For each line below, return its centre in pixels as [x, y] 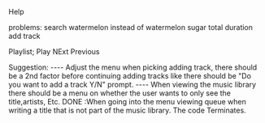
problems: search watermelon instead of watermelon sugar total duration [131, 27]
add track [24, 36]
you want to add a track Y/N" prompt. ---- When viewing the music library [132, 85]
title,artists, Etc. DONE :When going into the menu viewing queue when [127, 102]
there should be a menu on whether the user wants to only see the [120, 93]
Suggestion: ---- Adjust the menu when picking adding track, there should [133, 67]
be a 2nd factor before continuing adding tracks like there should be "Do [130, 76]
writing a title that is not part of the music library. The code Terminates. [127, 110]
